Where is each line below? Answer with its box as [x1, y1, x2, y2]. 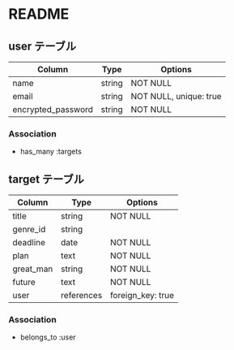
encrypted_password [12, 104, 93, 115]
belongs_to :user [19, 332, 76, 342]
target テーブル [8, 172, 85, 186]
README [8, 5, 70, 24]
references [60, 290, 103, 301]
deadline [12, 237, 46, 248]
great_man [12, 263, 53, 274]
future [12, 277, 36, 288]
